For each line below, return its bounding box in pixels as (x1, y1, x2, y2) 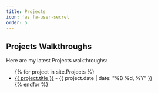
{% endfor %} (14, 81, 49, 88)
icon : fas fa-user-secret (6, 14, 69, 20)
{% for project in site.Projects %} (14, 68, 95, 75)
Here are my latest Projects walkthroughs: (6, 57, 107, 64)
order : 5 (6, 19, 28, 25)
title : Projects (6, 8, 46, 15)
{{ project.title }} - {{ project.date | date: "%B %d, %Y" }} (14, 75, 153, 82)
